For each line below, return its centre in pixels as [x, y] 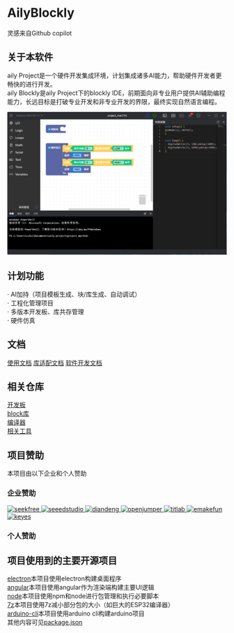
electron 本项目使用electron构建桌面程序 [64, 579]
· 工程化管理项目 [30, 303]
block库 [18, 414]
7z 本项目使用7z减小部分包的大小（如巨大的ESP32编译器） [91, 605]
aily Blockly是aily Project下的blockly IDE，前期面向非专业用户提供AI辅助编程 [116, 93]
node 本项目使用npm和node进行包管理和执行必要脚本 [83, 596]
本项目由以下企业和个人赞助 [47, 474]
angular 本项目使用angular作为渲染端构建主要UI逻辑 [81, 588]
